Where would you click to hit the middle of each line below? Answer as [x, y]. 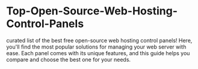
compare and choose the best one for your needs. [69, 59]
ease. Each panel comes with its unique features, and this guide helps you [98, 53]
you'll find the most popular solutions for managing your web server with [96, 47]
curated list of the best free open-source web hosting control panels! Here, [99, 40]
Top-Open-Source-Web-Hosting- [92, 11]
